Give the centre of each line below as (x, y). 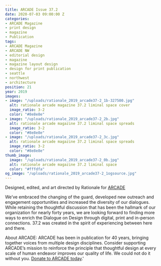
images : (13, 96)
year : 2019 (16, 92)
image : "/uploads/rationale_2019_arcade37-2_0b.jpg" (64, 160)
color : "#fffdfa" (27, 169)
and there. (15, 228)
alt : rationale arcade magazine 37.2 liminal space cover (70, 105)
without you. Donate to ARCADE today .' (45, 259)
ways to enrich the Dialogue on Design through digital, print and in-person (80, 218)
